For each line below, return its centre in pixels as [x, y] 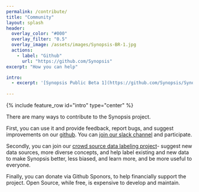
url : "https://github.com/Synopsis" [67, 61]
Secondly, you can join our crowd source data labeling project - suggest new [99, 146]
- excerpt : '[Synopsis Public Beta [55, 83]
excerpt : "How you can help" [42, 67]
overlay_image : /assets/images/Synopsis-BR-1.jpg [74, 45]
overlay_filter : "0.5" [39, 39]
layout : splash [25, 23]
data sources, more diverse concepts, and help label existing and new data [98, 152]
